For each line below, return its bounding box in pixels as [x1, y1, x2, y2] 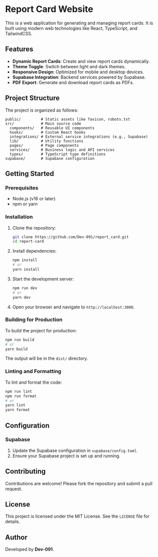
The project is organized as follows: [5, 107, 79, 113]
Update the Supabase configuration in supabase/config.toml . [12, 447, 138, 453]
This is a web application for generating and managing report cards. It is [5, 20, 154, 26]
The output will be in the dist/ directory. [5, 355, 88, 362]
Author [5, 533, 27, 542]
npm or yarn [12, 201, 38, 207]
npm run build [5, 337, 35, 342]
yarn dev [12, 295, 31, 300]
